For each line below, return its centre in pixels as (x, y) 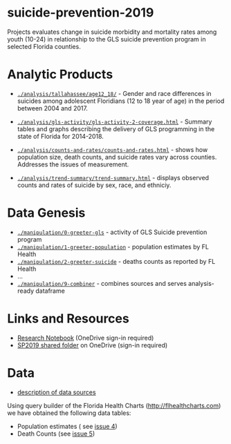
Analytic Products (60, 75)
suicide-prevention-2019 (81, 13)
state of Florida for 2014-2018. (60, 136)
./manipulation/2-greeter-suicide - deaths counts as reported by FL (116, 261)
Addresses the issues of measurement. (73, 164)
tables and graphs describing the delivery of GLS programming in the (116, 128)
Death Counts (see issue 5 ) (56, 434)
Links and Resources (68, 318)
